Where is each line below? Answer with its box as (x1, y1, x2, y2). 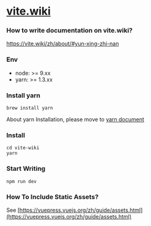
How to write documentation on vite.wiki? (6, 26, 133, 35)
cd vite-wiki (6, 145, 40, 151)
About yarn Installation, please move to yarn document (6, 116, 145, 123)
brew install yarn (6, 105, 53, 111)
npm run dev (6, 178, 37, 184)
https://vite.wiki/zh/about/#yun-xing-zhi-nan (6, 40, 119, 47)
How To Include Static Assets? (6, 192, 99, 201)
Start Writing (6, 164, 46, 173)
